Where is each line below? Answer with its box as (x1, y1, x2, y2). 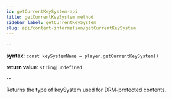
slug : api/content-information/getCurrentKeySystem (6, 25, 136, 31)
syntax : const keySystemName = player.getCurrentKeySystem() (6, 52, 159, 59)
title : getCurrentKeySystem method (6, 14, 94, 20)
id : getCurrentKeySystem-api (6, 8, 78, 15)
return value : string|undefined (6, 64, 83, 71)
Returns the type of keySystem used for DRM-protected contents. (6, 86, 167, 94)
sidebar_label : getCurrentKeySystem (6, 19, 96, 25)
